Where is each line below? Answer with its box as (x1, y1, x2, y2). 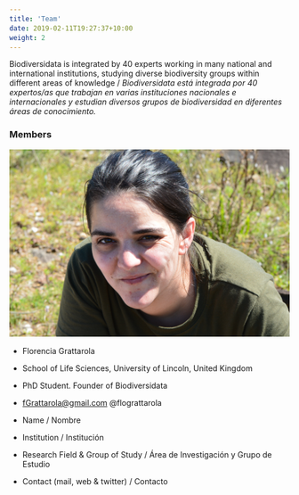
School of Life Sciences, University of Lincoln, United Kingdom (21, 362, 254, 374)
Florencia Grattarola (21, 345, 95, 356)
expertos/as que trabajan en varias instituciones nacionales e (9, 87, 238, 98)
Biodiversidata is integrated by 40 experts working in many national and (9, 59, 273, 70)
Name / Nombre (21, 415, 82, 425)
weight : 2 (9, 33, 46, 42)
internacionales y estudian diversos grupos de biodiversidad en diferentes (9, 96, 283, 107)
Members (9, 128, 52, 141)
